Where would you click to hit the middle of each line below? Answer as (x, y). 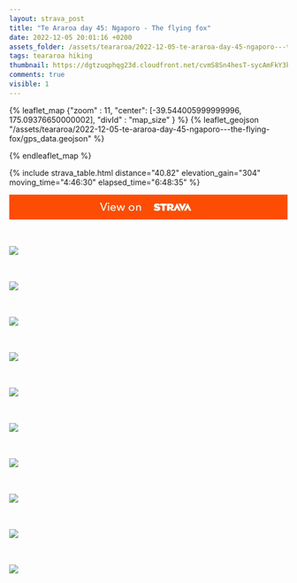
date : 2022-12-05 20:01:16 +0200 (71, 37)
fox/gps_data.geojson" (50, 138)
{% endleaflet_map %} (50, 156)
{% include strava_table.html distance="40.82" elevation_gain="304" (135, 173)
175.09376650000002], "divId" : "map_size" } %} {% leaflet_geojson (134, 119)
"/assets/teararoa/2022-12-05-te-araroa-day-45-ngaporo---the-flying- (140, 129)
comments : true (37, 75)
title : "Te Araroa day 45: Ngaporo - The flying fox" (110, 28)
